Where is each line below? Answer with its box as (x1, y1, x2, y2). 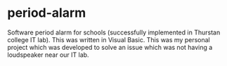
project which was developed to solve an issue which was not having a (7, 43, 213, 51)
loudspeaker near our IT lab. (7, 51, 89, 59)
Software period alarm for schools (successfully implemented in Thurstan (7, 28, 221, 37)
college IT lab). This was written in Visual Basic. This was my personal (7, 35, 210, 44)
